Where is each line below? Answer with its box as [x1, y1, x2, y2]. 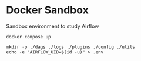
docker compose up [6, 34, 51, 40]
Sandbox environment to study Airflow [6, 23, 99, 30]
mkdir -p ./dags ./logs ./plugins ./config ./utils [6, 44, 135, 50]
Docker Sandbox [6, 3, 89, 17]
